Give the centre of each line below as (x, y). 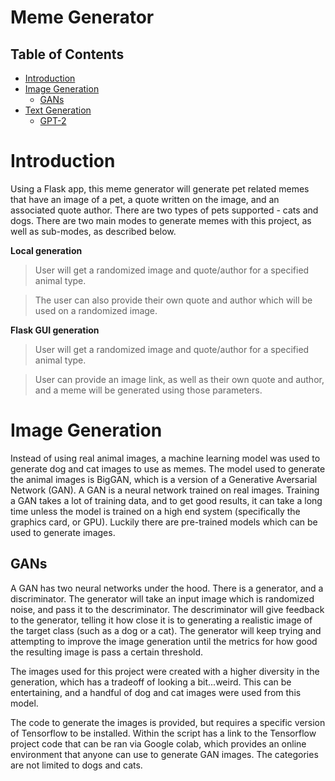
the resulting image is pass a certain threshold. (107, 652)
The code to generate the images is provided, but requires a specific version (168, 722)
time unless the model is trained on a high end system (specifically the (155, 511)
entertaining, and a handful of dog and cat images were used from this (156, 692)
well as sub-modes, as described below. (93, 231)
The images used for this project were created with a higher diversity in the (165, 671)
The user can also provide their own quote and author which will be (173, 300)
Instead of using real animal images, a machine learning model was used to (165, 458)
